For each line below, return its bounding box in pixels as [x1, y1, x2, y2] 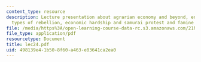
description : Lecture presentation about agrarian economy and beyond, [6, 14, 188, 20]
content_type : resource [6, 8, 66, 15]
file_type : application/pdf [6, 31, 77, 37]
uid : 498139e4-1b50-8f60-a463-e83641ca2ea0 [6, 47, 117, 53]
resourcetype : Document [6, 36, 66, 42]
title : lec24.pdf [6, 42, 50, 48]
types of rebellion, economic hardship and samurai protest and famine [11, 19, 194, 25]
